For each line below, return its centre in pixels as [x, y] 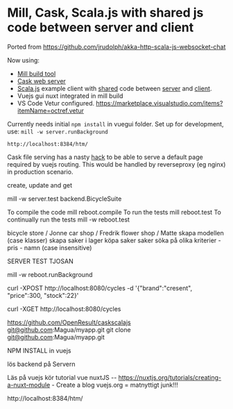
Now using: [24, 60]
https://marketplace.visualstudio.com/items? [159, 103]
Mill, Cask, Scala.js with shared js [105, 13]
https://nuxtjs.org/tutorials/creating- [170, 377]
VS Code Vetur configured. [56, 103]
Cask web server [41, 81]
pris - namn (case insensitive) [50, 247]
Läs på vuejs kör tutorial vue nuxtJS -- [62, 377]
